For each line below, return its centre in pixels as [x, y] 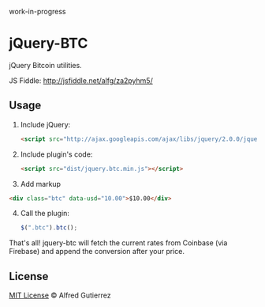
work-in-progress [37, 11]
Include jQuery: [45, 124]
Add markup [41, 184]
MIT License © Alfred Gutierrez [60, 295]
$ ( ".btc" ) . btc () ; [49, 228]
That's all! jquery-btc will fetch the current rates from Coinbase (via [118, 243]
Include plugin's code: [56, 154]
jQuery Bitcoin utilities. [45, 65]
